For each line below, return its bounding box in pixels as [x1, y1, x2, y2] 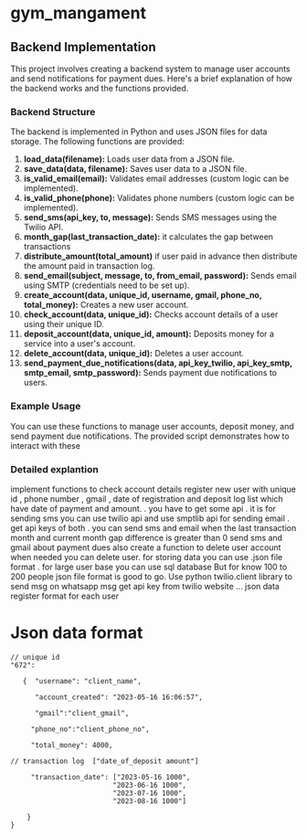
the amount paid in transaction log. [23, 260, 155, 271]
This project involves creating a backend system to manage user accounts [10, 63, 291, 74]
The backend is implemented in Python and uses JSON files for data [10, 126, 268, 137]
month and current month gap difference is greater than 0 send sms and [10, 532, 282, 543]
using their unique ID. [23, 319, 104, 330]
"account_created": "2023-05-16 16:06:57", [34, 693, 204, 702]
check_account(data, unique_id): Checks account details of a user [23, 309, 279, 320]
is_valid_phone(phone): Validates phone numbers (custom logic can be [23, 193, 295, 204]
